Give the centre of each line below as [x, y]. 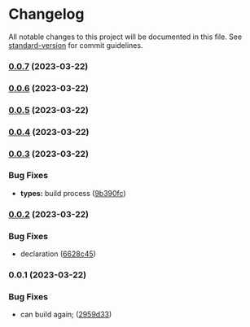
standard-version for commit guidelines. [76, 45]
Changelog [46, 14]
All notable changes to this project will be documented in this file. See [125, 37]
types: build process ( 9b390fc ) [73, 193]
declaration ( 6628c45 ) [58, 254]
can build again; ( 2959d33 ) [66, 315]
